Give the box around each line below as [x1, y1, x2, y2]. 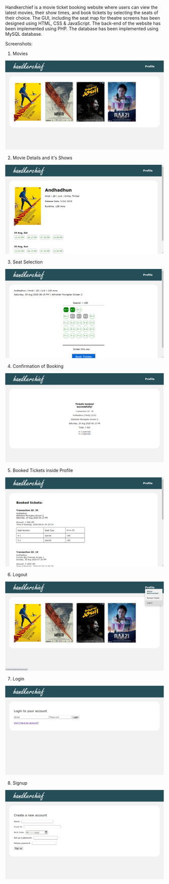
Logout [12, 572, 28, 577]
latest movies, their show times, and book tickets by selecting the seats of [5, 10, 158, 16]
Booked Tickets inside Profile [12, 467, 73, 473]
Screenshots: [5, 41, 33, 47]
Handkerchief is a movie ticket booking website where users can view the [5, 5, 158, 10]
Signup [12, 780, 28, 786]
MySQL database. [5, 31, 43, 37]
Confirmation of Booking [12, 363, 64, 369]
